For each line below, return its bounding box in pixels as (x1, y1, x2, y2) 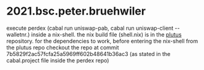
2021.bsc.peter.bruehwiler (6, 4, 146, 18)
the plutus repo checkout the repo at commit (6, 44, 119, 51)
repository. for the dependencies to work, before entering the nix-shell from (6, 37, 198, 44)
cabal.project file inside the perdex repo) (6, 57, 109, 64)
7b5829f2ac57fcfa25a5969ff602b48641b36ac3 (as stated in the (6, 50, 171, 57)
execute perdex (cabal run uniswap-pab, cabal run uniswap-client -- (6, 24, 180, 32)
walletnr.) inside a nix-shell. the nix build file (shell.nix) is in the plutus (6, 30, 182, 38)
